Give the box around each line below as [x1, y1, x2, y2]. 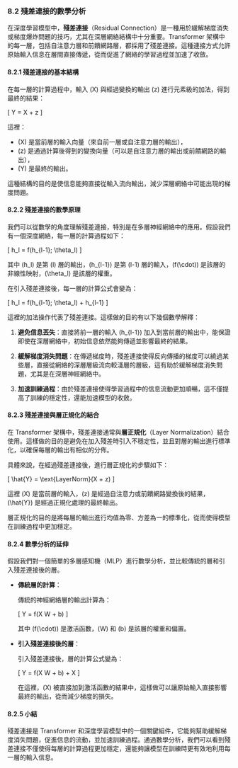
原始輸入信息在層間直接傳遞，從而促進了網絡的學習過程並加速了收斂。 [7, 50, 212, 59]
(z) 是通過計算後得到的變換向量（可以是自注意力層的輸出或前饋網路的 [17, 147, 220, 155]
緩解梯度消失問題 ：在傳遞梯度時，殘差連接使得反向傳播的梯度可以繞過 [17, 352, 223, 360]
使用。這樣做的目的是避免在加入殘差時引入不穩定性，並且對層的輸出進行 [7, 437, 218, 445]
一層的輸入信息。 [7, 753, 57, 762]
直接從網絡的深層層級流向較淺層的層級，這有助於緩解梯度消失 [36, 360, 217, 369]
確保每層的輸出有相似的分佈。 [25, 445, 113, 454]
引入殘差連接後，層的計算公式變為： [17, 655, 124, 663]
